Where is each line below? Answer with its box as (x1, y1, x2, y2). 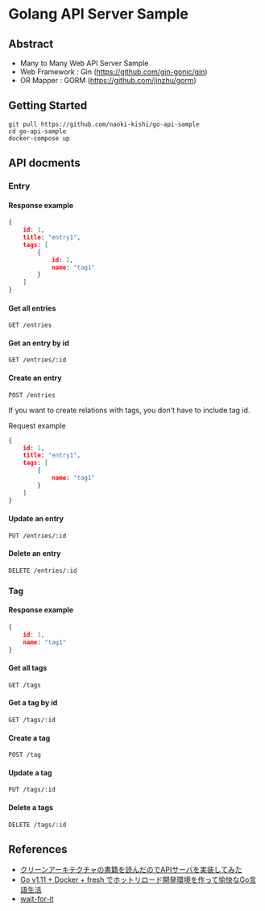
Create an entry (8, 373, 62, 383)
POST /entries (8, 391, 56, 399)
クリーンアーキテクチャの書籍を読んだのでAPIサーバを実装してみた (19, 865, 242, 875)
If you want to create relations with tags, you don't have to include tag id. (8, 405, 251, 415)
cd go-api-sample (8, 127, 67, 136)
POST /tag (8, 751, 42, 759)
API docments (8, 157, 81, 170)
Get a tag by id (8, 698, 58, 708)
